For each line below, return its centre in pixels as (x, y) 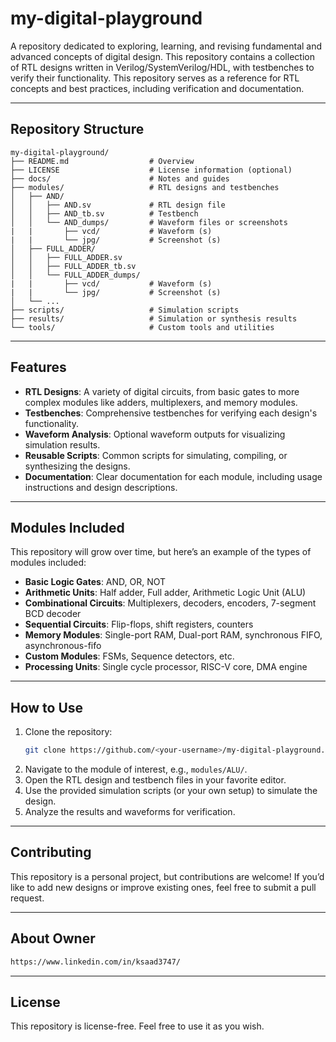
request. (27, 898)
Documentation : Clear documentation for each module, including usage (173, 476)
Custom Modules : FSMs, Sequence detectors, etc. (129, 656)
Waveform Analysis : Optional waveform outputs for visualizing (155, 434)
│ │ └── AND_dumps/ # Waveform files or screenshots (149, 222)
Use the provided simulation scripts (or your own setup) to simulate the (171, 791)
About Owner (53, 938)
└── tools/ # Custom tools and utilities (142, 327)
